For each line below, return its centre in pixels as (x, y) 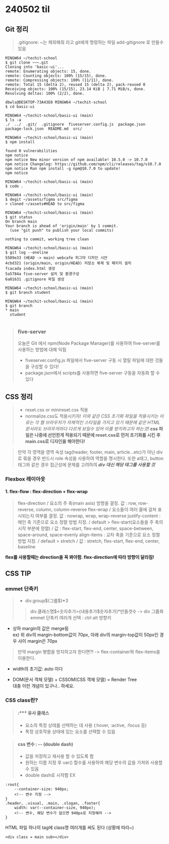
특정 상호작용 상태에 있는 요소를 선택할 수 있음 (70, 732)
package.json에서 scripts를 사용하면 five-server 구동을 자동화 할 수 (93, 373)
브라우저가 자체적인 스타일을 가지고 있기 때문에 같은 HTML (103, 423)
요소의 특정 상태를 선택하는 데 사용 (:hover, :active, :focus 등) (86, 725)
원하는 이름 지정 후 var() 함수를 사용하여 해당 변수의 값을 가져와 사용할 (94, 763)
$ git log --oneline (27, 252)
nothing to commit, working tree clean (47, 239)
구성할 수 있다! (45, 366)
